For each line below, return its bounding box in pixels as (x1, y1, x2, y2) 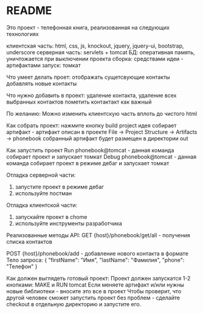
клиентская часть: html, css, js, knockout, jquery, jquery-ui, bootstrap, (6, 42, 184, 49)
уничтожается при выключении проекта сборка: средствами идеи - (6, 55, 184, 62)
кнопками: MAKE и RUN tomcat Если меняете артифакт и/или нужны (6, 281, 184, 288)
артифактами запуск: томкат (6, 62, 81, 69)
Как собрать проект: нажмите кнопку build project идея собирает (6, 121, 177, 129)
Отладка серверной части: (6, 171, 76, 179)
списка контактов (6, 238, 53, 245)
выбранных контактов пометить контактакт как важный (6, 98, 152, 105)
